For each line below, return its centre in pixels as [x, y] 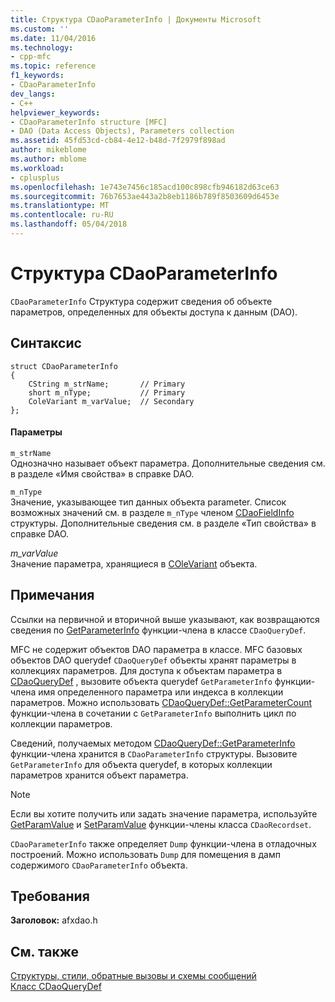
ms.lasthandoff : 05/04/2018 [69, 224]
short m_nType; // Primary [107, 392]
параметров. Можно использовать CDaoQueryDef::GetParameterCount [161, 702]
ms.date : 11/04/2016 [53, 38]
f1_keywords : [37, 76]
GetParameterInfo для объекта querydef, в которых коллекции [141, 764]
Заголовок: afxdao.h [54, 920]
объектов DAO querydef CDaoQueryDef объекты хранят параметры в [153, 660]
